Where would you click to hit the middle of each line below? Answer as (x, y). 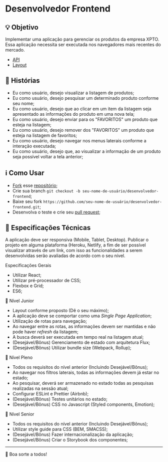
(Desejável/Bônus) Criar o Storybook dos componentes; (70, 440)
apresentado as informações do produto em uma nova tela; (73, 114)
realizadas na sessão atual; (40, 388)
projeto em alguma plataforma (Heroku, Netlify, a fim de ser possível (75, 245)
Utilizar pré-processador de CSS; (47, 281)
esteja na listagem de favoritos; (45, 135)
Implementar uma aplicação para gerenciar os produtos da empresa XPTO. (82, 39)
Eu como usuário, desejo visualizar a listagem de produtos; (73, 93)
